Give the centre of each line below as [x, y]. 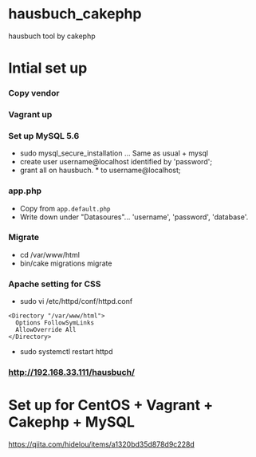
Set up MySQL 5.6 [44, 136]
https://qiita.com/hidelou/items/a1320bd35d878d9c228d [102, 444]
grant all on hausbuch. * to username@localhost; [100, 170]
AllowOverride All [46, 330]
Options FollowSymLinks [55, 323]
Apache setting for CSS [55, 284]
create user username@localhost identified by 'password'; [116, 162]
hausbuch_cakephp [75, 14]
